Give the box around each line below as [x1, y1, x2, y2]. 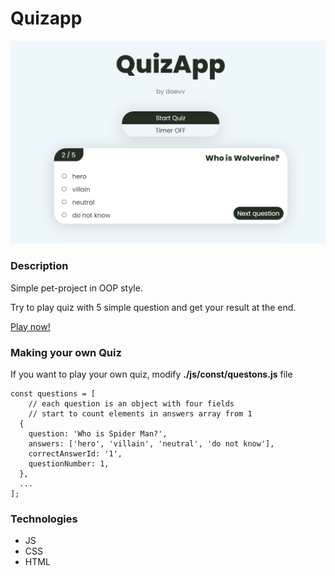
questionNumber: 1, [28, 458, 110, 469]
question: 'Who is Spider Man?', [28, 428, 168, 439]
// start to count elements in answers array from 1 [28, 408, 253, 419]
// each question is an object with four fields [28, 398, 235, 409]
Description [10, 259, 69, 273]
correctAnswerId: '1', [28, 448, 123, 459]
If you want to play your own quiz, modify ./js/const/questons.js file [10, 368, 293, 380]
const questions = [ [10, 388, 97, 399]
